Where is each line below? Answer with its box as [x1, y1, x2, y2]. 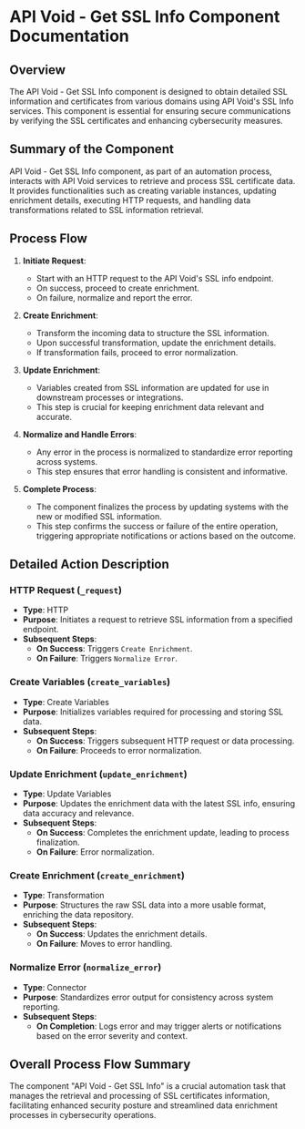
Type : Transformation [22, 890, 105, 901]
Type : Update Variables [22, 788, 112, 799]
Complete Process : [22, 483, 97, 494]
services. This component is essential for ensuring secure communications [9, 106, 291, 116]
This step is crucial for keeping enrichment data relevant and [36, 401, 265, 412]
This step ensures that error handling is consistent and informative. [36, 466, 289, 477]
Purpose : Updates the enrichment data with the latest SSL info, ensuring [22, 797, 296, 808]
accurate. [36, 411, 73, 422]
